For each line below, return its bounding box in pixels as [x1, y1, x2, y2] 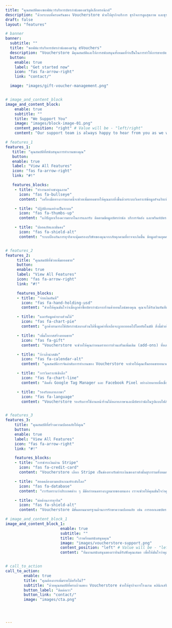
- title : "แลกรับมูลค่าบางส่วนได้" [16, 314, 74, 320]
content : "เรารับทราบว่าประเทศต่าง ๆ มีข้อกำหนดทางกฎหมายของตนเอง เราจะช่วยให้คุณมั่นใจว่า [18, 488, 165, 494]
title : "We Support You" [14, 116, 68, 121]
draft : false [5, 17, 33, 22]
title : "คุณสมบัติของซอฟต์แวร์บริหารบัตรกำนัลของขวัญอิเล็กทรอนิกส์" [5, 7, 113, 13]
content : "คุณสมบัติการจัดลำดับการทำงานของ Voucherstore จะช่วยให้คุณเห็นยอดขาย [21, 361, 160, 367]
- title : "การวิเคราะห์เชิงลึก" [16, 370, 68, 376]
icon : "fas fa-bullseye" [18, 192, 72, 197]
